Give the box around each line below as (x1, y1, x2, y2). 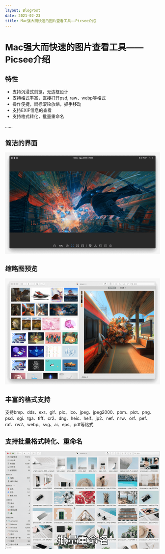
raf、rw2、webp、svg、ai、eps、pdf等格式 (5, 422, 94, 428)
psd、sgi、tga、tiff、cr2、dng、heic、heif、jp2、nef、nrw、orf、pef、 (5, 415, 151, 421)
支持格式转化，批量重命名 (12, 114, 64, 119)
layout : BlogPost (5, 8, 41, 13)
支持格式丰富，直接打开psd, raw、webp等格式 (12, 95, 106, 101)
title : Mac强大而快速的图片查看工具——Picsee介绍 (5, 18, 96, 23)
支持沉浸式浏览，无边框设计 (12, 89, 69, 95)
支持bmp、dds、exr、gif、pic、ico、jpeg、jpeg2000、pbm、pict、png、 (5, 409, 155, 415)
